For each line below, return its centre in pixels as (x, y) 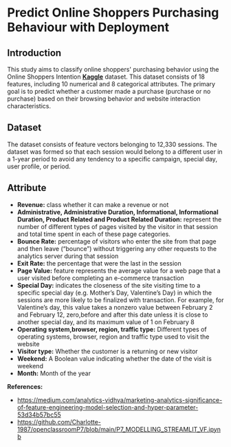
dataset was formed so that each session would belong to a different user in (115, 151)
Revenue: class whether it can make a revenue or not (93, 204)
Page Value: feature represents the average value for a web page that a (119, 270)
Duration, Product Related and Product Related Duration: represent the (119, 219)
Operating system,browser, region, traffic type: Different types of (112, 329)
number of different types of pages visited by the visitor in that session (118, 226)
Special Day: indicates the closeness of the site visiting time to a (109, 285)
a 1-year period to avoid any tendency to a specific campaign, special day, (112, 159)
